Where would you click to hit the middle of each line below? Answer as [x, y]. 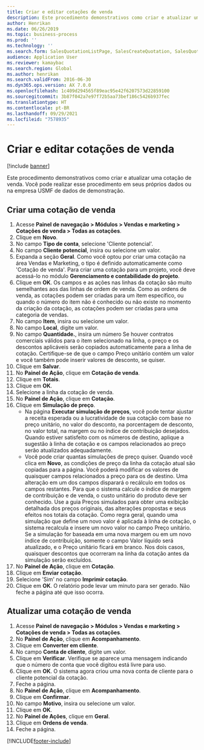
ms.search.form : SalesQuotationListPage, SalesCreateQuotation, [90, 52]
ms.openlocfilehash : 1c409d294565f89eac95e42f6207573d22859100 [88, 91]
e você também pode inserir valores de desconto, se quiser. [90, 360]
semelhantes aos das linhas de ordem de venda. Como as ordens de [101, 289]
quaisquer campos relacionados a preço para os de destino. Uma [106, 476]
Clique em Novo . [37, 237]
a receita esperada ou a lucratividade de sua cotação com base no [108, 418]
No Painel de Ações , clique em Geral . [63, 716]
